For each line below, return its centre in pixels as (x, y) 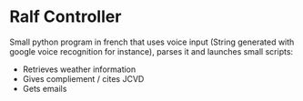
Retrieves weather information (79, 69)
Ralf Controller (66, 17)
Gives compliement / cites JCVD (83, 78)
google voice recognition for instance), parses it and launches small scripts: (151, 51)
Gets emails (45, 88)
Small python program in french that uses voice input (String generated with (152, 42)
